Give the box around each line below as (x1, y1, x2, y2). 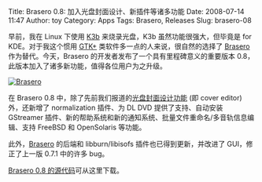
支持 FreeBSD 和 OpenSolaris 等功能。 (21, 122, 146, 132)
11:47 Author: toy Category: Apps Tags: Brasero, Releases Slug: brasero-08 (8, 16, 252, 25)
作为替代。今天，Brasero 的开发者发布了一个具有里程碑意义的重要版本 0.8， (8, 52, 255, 60)
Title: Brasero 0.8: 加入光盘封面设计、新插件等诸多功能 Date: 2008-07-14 (8, 7, 245, 16)
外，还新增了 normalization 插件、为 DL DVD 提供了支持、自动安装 (8, 103, 223, 112)
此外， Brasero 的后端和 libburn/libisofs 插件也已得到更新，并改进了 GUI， (8, 140, 246, 148)
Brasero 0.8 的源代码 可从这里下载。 (8, 166, 124, 175)
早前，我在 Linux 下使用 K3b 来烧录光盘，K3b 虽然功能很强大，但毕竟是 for (8, 32, 252, 41)
